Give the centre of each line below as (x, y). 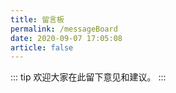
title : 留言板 (37, 19)
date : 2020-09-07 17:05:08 (66, 38)
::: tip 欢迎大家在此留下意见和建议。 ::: (88, 77)
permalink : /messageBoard (64, 29)
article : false (42, 47)
